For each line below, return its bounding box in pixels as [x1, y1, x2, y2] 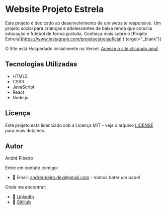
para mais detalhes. [5, 127, 46, 133]
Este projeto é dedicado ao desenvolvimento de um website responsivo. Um [5, 20, 161, 26]
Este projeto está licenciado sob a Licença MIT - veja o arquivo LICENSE [5, 122, 154, 128]
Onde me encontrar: [5, 184, 47, 190]
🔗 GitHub [12, 199, 31, 205]
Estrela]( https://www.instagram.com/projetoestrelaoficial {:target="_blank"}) [5, 36, 162, 42]
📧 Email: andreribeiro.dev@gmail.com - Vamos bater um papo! [12, 175, 141, 181]
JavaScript [12, 84, 35, 90]
